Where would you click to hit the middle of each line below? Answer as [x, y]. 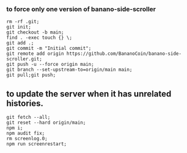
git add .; [20, 43]
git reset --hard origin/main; [46, 123]
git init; [19, 27]
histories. [25, 103]
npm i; [15, 128]
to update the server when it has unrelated [89, 94]
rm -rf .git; [23, 22]
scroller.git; [24, 59]
